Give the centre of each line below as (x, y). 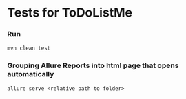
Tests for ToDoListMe (70, 13)
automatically (31, 74)
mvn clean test (29, 48)
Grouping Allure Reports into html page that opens (93, 65)
